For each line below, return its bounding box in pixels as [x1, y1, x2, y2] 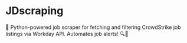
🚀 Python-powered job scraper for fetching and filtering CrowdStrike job [5, 24, 181, 31]
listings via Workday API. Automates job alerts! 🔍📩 [5, 30, 129, 37]
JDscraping [5, 4, 64, 18]
